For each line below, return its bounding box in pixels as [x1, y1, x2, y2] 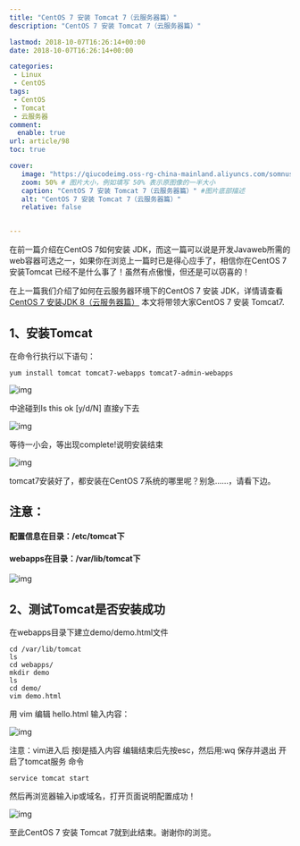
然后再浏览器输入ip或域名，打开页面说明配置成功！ [9, 791, 196, 801]
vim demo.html [9, 691, 62, 700]
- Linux [12, 71, 42, 80]
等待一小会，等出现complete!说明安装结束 [9, 439, 163, 450]
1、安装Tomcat [9, 326, 93, 341]
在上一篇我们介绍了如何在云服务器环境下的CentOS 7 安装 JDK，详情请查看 [9, 285, 284, 296]
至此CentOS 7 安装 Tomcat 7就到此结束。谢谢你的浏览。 [9, 826, 216, 837]
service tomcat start [9, 774, 90, 783]
